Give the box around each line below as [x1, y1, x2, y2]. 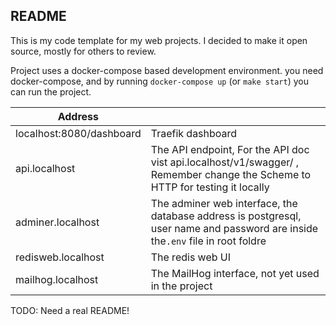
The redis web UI [150, 250, 232, 264]
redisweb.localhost [15, 250, 105, 264]
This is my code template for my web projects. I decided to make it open [10, 34, 308, 46]
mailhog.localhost [15, 272, 99, 286]
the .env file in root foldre [150, 234, 267, 248]
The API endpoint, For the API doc [150, 142, 310, 156]
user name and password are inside [150, 221, 319, 235]
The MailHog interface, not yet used [150, 266, 320, 280]
